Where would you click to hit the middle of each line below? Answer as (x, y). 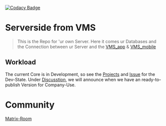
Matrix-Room (19, 119)
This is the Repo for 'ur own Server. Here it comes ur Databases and (87, 41)
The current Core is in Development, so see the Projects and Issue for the (80, 74)
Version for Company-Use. (48, 85)
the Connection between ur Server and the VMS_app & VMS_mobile (86, 47)
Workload (21, 62)
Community (30, 105)
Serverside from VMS (50, 28)
